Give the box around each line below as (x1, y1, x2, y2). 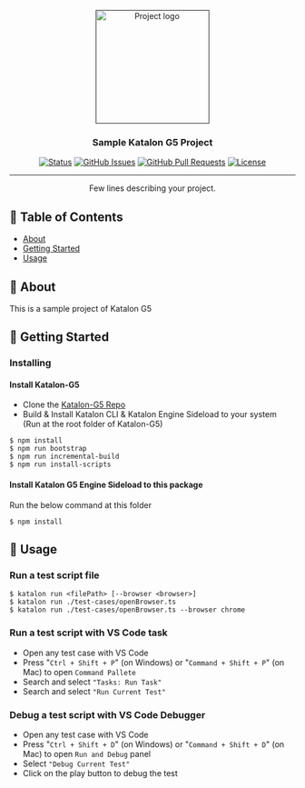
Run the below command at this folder (9, 499, 152, 510)
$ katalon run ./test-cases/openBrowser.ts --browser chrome (9, 605, 246, 614)
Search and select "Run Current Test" (22, 685, 166, 696)
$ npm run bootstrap (9, 444, 88, 454)
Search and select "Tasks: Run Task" (22, 676, 162, 687)
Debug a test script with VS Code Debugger (9, 708, 206, 721)
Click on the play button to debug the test (22, 767, 179, 778)
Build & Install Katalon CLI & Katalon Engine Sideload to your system (22, 409, 277, 420)
